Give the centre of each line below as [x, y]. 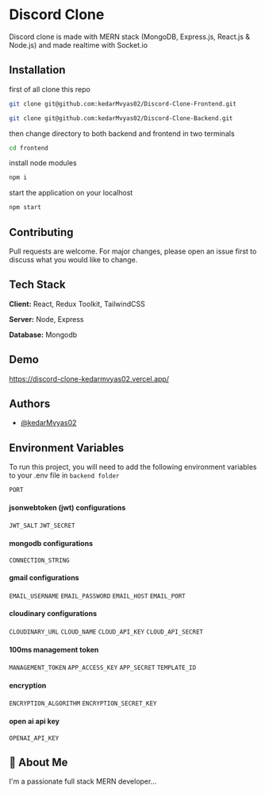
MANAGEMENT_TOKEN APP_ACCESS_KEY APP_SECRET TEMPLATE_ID [103, 668]
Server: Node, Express [46, 319]
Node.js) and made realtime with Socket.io [79, 45]
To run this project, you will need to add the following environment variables [133, 467]
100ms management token [54, 649]
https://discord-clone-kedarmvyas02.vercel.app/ [89, 378]
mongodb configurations [51, 543]
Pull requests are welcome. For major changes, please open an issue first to [133, 251]
